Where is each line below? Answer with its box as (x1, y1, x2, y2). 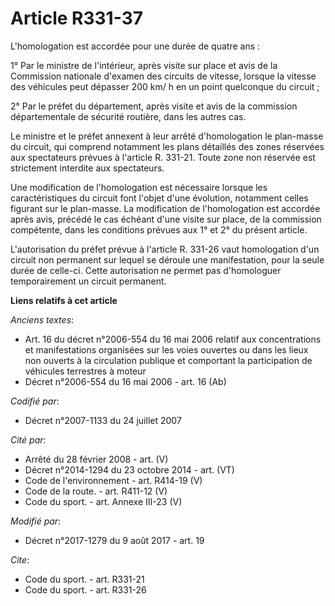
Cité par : (10, 433, 47, 446)
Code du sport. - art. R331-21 (24, 573, 145, 585)
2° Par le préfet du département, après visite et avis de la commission (10, 100, 298, 112)
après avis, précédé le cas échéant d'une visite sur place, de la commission (10, 213, 322, 225)
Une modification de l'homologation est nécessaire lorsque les (10, 181, 268, 193)
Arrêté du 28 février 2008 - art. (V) (24, 453, 169, 465)
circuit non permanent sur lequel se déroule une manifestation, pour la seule (10, 253, 325, 266)
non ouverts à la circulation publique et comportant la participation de (24, 354, 313, 366)
